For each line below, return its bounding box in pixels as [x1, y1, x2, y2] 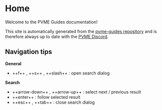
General [5, 60, 22, 66]
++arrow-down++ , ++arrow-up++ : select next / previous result [12, 89, 141, 95]
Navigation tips [5, 48, 53, 56]
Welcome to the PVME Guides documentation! [5, 19, 98, 25]
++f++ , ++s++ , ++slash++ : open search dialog [12, 70, 110, 76]
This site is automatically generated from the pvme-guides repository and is [5, 28, 157, 34]
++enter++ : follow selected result [12, 94, 81, 100]
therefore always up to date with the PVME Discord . [5, 34, 108, 39]
